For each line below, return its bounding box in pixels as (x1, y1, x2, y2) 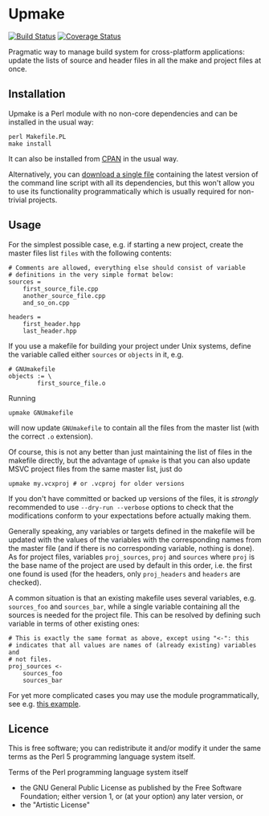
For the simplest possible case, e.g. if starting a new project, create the (8, 239, 243, 249)
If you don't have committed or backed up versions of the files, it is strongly (8, 493, 259, 503)
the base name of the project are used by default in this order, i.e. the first (8, 560, 253, 570)
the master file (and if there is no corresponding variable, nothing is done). (8, 543, 255, 553)
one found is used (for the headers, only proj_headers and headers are (8, 569, 241, 578)
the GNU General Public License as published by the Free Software (19, 783, 243, 793)
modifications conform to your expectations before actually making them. (8, 511, 251, 520)
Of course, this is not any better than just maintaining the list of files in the (8, 447, 253, 456)
